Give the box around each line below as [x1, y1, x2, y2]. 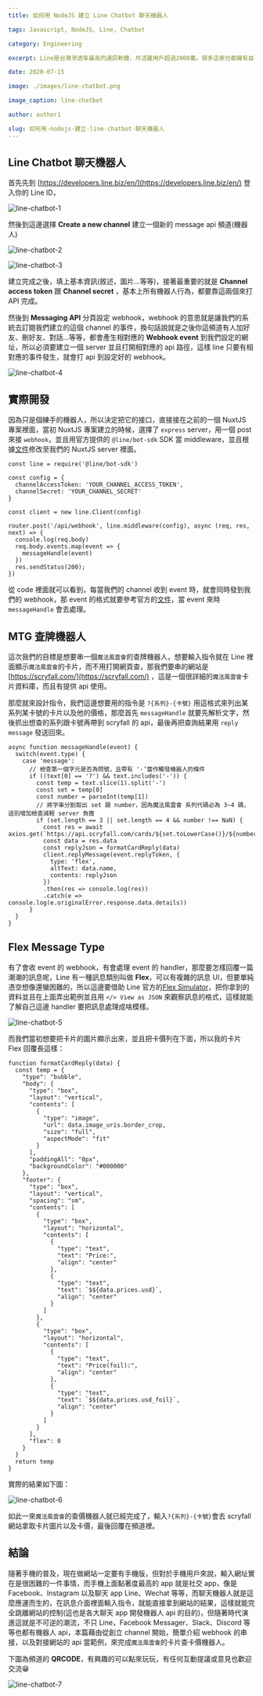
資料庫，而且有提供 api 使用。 [14, 682, 111, 691]
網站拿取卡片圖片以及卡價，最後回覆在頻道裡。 [8, 1521, 159, 1530]
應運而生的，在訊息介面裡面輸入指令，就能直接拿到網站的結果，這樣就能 [14, 1598, 248, 1607]
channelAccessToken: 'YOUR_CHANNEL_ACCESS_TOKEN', [15, 481, 184, 489]
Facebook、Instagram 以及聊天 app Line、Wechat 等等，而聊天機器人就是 [8, 1588, 247, 1598]
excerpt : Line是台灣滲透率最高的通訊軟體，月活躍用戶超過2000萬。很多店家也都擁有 [8, 54, 249, 62]
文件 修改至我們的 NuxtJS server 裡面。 [15, 444, 141, 454]
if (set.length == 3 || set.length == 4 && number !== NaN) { [36, 817, 243, 824]
